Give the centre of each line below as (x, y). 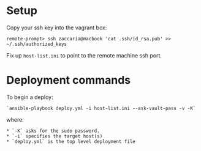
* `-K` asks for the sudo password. (53, 131)
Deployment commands (68, 80)
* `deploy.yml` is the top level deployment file (71, 141)
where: (15, 119)
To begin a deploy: (30, 97)
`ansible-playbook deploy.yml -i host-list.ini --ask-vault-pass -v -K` (101, 108)
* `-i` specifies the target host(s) (55, 136)
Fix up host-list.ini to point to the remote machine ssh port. (84, 55)
